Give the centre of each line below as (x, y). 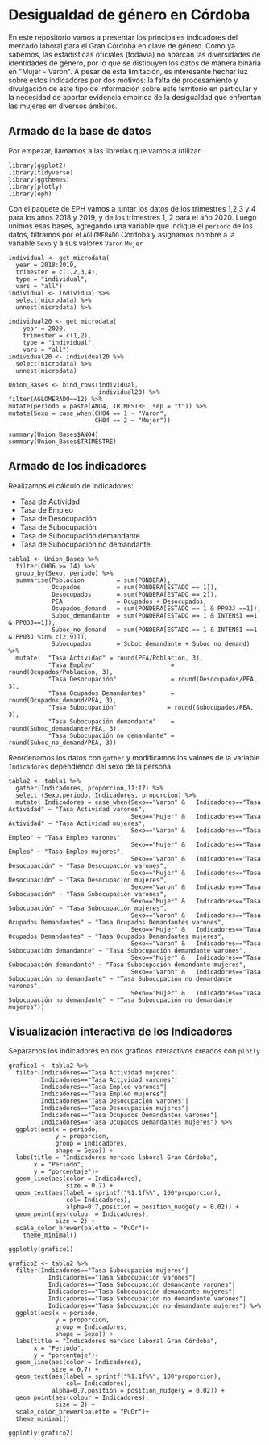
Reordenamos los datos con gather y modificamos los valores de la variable (134, 757)
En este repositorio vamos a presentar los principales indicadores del (123, 37)
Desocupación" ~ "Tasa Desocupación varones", (88, 865)
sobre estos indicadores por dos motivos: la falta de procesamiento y (123, 80)
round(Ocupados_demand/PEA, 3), (62, 700)
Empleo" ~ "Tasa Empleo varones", (66, 837)
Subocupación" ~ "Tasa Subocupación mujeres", (88, 908)
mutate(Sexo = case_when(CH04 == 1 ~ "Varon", (88, 413)
